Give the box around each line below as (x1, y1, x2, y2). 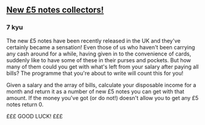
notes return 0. (6, 101, 44, 108)
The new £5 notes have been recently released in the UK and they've (6, 37, 181, 45)
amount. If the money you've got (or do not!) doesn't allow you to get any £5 (6, 94, 199, 101)
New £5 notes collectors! (6, 5, 104, 15)
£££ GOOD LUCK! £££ (6, 112, 63, 120)
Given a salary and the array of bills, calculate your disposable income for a (6, 81, 196, 88)
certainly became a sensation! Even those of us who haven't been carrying (6, 43, 195, 51)
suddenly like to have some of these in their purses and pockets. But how (6, 56, 192, 63)
